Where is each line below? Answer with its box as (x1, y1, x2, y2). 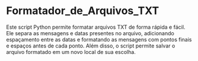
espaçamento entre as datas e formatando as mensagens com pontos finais (6, 36, 192, 43)
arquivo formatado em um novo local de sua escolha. (6, 48, 136, 55)
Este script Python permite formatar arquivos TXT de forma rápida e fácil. (6, 23, 186, 30)
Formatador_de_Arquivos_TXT (6, 4, 159, 18)
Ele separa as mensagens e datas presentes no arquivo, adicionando (6, 29, 175, 36)
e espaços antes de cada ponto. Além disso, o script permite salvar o (6, 42, 175, 49)
